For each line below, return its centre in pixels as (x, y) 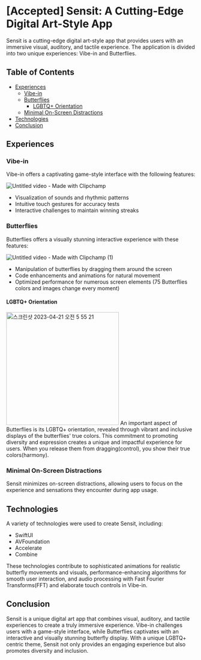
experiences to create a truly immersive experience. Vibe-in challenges (94, 625)
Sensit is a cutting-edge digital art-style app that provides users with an (95, 40)
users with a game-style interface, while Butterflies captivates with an (92, 631)
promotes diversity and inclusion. (47, 650)
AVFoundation (32, 542)
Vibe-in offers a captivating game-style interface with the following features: (101, 174)
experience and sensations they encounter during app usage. (82, 490)
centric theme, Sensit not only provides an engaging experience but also (96, 644)
